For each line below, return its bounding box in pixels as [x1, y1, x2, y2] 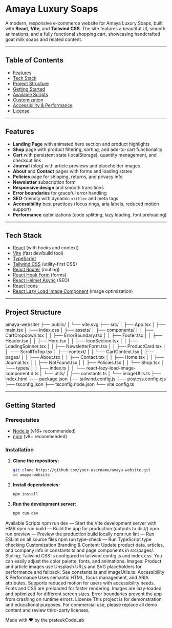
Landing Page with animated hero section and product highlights [12, 141, 150, 147]
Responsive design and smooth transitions [12, 184, 104, 190]
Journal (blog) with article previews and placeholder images [12, 162, 140, 169]
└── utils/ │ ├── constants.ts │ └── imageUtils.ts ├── [44, 371, 161, 377]
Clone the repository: [12, 458, 59, 464]
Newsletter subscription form [12, 179, 76, 185]
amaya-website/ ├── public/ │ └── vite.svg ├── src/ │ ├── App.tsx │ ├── [5, 321, 166, 328]
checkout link [12, 157, 41, 163]
